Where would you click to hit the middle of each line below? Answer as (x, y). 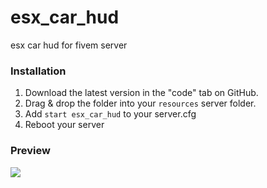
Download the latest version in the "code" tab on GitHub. (141, 93)
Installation (38, 71)
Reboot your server (64, 125)
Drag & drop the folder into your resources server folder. (140, 103)
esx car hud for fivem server (69, 45)
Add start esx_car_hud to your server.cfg (110, 114)
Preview (30, 151)
